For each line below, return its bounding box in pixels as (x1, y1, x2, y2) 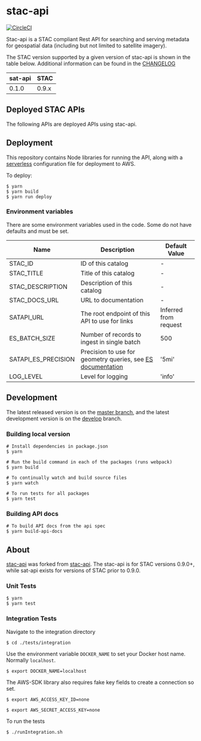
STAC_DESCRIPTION (9, 283, 68, 291)
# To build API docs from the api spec (6, 523, 106, 529)
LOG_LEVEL (9, 372, 43, 381)
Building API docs (6, 509, 59, 518)
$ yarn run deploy (6, 193, 52, 200)
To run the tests (6, 717, 45, 725)
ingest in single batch (80, 338, 141, 346)
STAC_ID (9, 259, 34, 268)
